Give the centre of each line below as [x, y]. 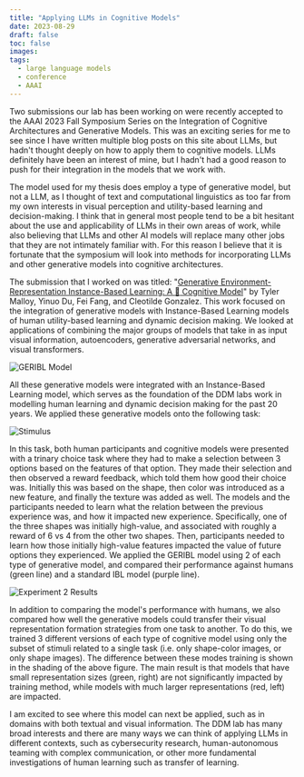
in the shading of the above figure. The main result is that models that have [150, 667]
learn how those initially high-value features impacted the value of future [145, 545]
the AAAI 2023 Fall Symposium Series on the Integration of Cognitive [138, 121]
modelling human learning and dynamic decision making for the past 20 [144, 403]
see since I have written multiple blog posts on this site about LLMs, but [143, 140]
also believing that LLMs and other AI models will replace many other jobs [147, 235]
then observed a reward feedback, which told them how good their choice [148, 477]
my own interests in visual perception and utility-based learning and [136, 206]
